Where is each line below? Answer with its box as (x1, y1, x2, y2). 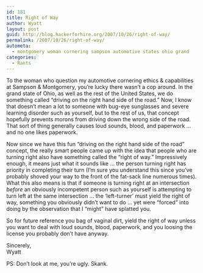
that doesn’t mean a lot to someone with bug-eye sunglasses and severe (6, 102, 189, 110)
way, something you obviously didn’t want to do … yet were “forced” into (6, 199, 189, 206)
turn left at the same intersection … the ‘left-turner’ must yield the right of (6, 192, 190, 199)
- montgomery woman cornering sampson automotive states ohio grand (12, 49, 190, 55)
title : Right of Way (6, 15, 59, 21)
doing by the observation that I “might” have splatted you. (6, 205, 151, 212)
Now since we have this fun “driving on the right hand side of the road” (6, 140, 185, 147)
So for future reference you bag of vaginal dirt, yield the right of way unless (6, 217, 196, 224)
